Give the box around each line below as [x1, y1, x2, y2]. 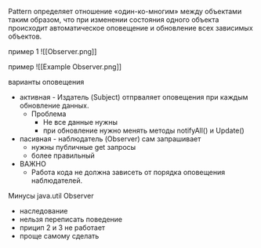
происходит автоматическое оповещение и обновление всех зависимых [8, 24, 253, 32]
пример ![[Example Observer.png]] [8, 62, 122, 71]
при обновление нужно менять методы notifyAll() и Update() [42, 126, 245, 135]
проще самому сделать [19, 232, 100, 240]
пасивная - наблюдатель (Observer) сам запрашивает [19, 134, 201, 144]
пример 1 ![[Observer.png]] [8, 47, 97, 56]
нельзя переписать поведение [19, 215, 123, 224]
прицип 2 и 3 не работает [19, 223, 106, 232]
